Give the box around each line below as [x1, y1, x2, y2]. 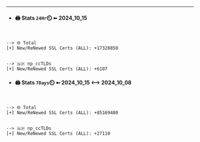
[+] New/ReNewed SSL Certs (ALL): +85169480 [6, 110, 118, 116]
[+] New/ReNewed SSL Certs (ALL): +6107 [6, 66, 108, 72]
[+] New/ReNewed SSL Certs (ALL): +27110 [6, 131, 111, 137]
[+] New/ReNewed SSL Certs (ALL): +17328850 [6, 45, 118, 51]
